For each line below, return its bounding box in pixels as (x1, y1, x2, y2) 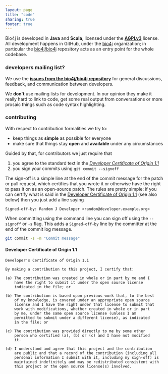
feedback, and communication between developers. (5, 81, 114, 87)
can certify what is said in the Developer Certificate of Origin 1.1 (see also (5, 191, 157, 197)
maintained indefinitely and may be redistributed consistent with (14, 359, 159, 364)
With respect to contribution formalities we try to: (5, 125, 107, 131)
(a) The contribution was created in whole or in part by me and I (5, 276, 150, 281)
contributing (5, 114, 37, 121)
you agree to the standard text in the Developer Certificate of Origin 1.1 (12, 160, 159, 166)
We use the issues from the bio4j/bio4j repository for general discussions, (5, 75, 162, 81)
